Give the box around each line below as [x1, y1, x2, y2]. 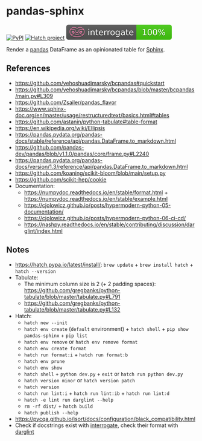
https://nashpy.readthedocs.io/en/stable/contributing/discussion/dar [24, 221, 195, 228]
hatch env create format [24, 345, 87, 351]
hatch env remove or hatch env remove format [24, 338, 138, 345]
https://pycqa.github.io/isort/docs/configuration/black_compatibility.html [14, 415, 196, 422]
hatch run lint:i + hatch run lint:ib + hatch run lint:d [24, 389, 170, 397]
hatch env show [24, 365, 62, 371]
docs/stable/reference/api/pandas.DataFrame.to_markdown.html [14, 137, 177, 145]
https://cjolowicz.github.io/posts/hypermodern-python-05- [24, 201, 171, 209]
